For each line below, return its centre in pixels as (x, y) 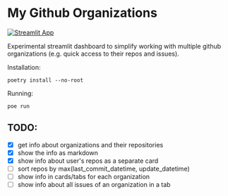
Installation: (24, 67)
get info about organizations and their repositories (90, 145)
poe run (19, 106)
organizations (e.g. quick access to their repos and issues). (94, 54)
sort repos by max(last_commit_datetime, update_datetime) (103, 169)
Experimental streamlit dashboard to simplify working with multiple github (114, 46)
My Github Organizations (82, 13)
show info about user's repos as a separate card (88, 161)
